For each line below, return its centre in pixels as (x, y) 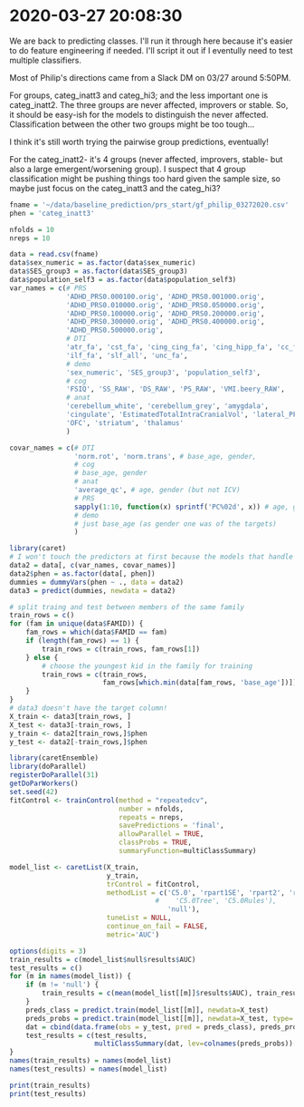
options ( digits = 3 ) (48, 951)
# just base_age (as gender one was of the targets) (176, 524)
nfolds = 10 (32, 229)
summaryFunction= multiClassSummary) (188, 851)
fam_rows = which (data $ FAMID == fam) (97, 632)
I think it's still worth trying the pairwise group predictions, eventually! (139, 141)
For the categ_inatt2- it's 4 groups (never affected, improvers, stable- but (146, 159)
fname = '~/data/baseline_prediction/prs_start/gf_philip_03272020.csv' (149, 205)
